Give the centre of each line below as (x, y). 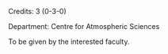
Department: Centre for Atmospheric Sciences (84, 26)
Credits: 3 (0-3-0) (38, 11)
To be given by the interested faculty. (69, 41)
